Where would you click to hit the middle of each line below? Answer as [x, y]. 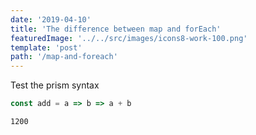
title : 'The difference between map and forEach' [116, 29]
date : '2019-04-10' [51, 19]
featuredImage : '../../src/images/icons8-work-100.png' [129, 38]
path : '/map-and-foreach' [64, 57]
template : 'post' [46, 47]
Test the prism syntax [55, 85]
